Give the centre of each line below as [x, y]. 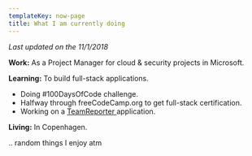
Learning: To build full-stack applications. [78, 78]
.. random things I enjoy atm [55, 142]
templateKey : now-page [47, 16]
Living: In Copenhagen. [48, 127]
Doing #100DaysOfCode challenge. [79, 93]
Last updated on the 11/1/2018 [58, 46]
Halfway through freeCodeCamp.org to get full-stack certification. [131, 102]
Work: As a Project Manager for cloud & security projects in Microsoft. [126, 63]
